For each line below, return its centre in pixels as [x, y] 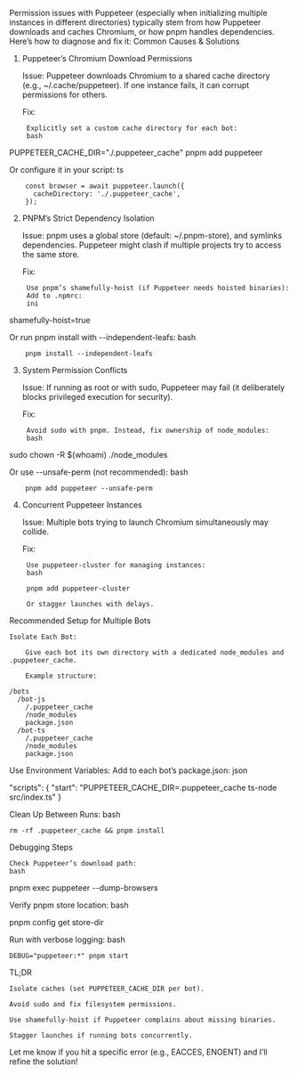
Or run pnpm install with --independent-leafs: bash [103, 337]
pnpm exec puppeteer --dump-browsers [84, 888]
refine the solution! [44, 1062]
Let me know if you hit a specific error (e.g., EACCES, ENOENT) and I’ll [139, 1052]
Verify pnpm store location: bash [69, 905]
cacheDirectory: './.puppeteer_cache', [106, 194]
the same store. [51, 254]
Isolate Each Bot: [43, 637]
